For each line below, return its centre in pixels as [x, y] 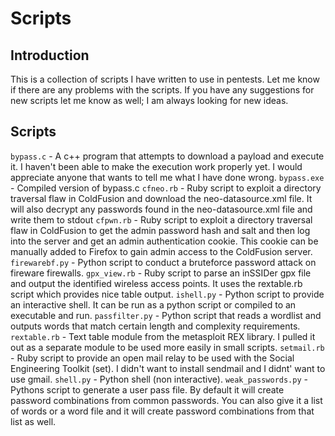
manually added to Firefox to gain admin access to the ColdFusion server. [161, 251]
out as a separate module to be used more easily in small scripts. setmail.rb [167, 347]
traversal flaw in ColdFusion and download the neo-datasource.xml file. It [161, 198]
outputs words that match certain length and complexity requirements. [155, 326]
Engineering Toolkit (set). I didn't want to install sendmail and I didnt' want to [168, 368]
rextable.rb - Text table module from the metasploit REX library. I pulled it [163, 336]
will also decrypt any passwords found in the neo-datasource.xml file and [161, 209]
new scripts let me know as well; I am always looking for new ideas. [149, 100]
